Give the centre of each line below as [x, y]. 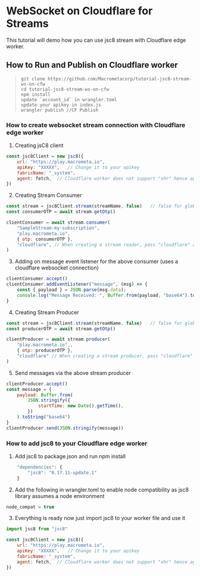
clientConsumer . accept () [37, 279]
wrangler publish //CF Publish [60, 110]
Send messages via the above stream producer [73, 372]
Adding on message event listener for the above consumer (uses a [96, 262]
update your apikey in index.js [61, 105]
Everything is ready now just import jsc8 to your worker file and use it [100, 518]
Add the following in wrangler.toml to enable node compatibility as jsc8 [102, 490]
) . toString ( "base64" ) [43, 417]
